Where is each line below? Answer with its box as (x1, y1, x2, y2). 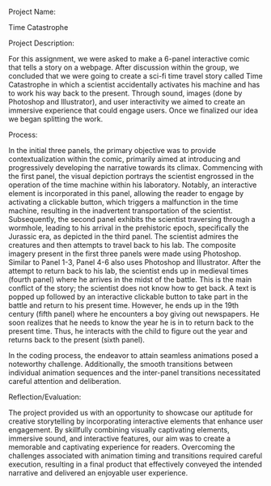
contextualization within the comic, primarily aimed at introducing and (8, 154, 241, 164)
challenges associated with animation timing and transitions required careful (8, 451, 263, 460)
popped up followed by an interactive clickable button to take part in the (8, 292, 248, 301)
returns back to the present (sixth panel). (8, 335, 146, 344)
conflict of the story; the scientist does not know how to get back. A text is (8, 283, 256, 292)
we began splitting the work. (8, 114, 104, 124)
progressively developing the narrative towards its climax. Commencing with (8, 163, 264, 173)
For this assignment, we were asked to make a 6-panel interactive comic (8, 54, 250, 63)
